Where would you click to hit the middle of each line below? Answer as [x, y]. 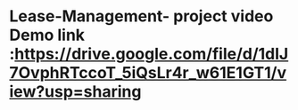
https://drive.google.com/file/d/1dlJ [152, 54]
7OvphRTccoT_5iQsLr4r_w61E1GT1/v [148, 73]
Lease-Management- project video [141, 16]
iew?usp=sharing [75, 92]
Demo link [47, 35]
